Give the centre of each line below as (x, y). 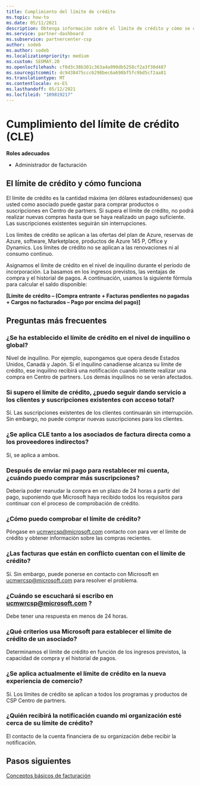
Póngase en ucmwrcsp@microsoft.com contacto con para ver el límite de (96, 532)
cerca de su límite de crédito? (50, 723)
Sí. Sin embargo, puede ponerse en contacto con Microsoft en (82, 574)
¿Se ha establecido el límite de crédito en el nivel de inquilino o (98, 337)
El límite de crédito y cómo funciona (74, 184)
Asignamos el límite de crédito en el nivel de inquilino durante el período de (98, 265)
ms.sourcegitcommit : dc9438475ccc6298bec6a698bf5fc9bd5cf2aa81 (86, 73)
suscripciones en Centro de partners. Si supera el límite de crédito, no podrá (100, 210)
